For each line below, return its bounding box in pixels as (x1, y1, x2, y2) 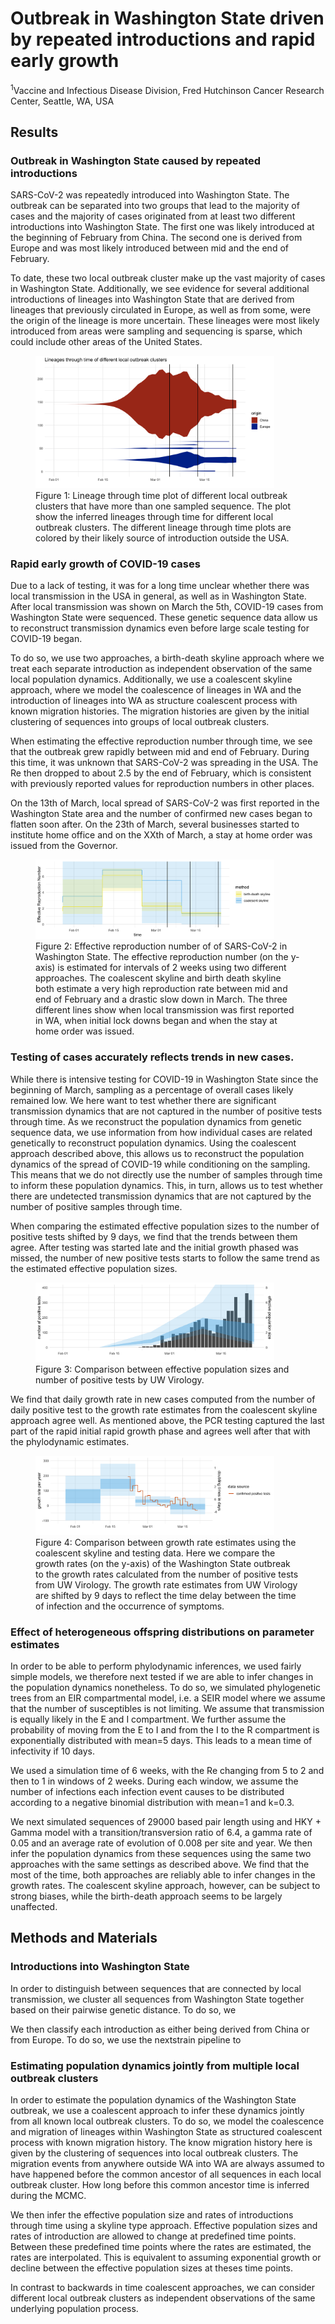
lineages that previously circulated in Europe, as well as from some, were (10, 304, 312, 316)
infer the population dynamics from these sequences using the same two (10, 1848, 312, 1860)
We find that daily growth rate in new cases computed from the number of (10, 1393, 316, 1405)
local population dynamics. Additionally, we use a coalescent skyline (10, 673, 293, 686)
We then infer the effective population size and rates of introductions (10, 2209, 294, 2221)
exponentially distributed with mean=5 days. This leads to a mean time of (10, 1735, 313, 1747)
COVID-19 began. (10, 633, 83, 645)
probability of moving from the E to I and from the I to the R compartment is (10, 1724, 320, 1736)
